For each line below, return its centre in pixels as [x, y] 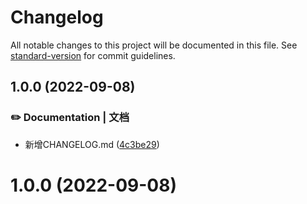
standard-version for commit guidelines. [93, 55]
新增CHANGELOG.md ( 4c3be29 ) [92, 144]
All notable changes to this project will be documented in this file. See [154, 45]
